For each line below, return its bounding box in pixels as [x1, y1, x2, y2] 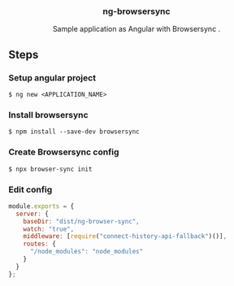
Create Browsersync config [8, 146, 119, 158]
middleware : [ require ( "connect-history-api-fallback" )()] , [23, 232, 227, 240]
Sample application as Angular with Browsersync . [52, 24, 221, 34]
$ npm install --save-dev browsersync [8, 128, 140, 136]
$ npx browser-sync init [8, 165, 93, 173]
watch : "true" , [23, 225, 75, 233]
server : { [15, 210, 49, 218]
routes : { [23, 240, 57, 249]
